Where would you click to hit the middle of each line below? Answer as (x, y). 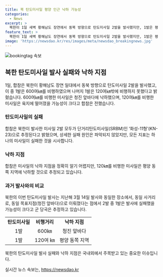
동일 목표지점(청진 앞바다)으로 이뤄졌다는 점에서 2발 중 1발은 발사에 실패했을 (83, 203)
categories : (17, 14)
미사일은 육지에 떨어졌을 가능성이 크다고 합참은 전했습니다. (60, 103)
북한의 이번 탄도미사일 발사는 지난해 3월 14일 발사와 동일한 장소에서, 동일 (74, 197)
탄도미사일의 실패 (24, 117)
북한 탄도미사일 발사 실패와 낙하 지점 (56, 73)
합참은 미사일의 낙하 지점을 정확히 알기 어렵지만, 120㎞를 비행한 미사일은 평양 (78, 166)
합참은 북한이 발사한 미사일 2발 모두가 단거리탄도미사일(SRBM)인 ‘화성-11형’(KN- (81, 128)
